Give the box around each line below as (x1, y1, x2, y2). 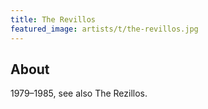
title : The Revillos (10, 14, 97, 25)
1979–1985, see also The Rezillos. (10, 87, 148, 100)
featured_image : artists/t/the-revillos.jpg (10, 24, 199, 34)
